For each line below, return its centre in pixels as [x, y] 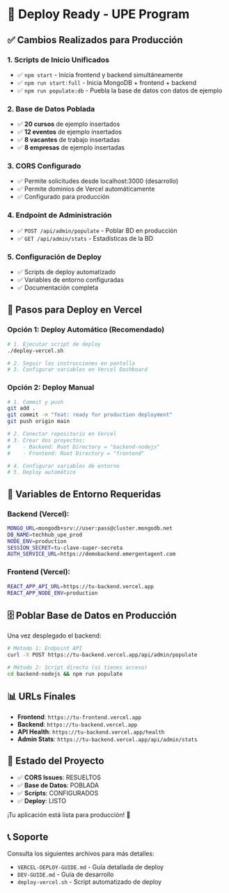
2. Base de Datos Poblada [51, 109]
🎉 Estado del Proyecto [56, 760]
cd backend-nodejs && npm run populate [65, 674]
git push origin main [39, 421]
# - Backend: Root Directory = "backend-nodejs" [84, 447]
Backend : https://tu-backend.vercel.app [77, 724]
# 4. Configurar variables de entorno [63, 466]
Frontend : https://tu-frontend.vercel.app [79, 717]
